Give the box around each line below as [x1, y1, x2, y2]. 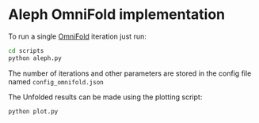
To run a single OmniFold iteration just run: [8, 32, 147, 41]
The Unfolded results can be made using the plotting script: [8, 92, 203, 102]
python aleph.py [8, 54, 62, 62]
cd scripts [8, 47, 44, 54]
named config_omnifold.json [8, 76, 105, 86]
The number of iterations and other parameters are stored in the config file [8, 69, 252, 78]
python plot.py [8, 107, 59, 115]
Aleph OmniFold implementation [8, 6, 226, 24]
